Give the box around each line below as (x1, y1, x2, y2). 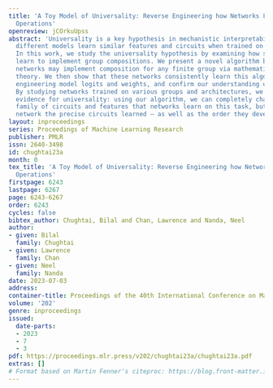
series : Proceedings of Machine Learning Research (8, 125, 184, 133)
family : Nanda (15, 269, 63, 277)
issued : (8, 314, 35, 322)
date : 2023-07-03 (8, 277, 67, 285)
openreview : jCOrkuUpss (8, 27, 89, 35)
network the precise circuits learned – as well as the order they (15, 111, 249, 119)
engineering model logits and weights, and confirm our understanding (15, 80, 260, 88)
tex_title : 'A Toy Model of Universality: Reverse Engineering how (8, 163, 242, 172)
